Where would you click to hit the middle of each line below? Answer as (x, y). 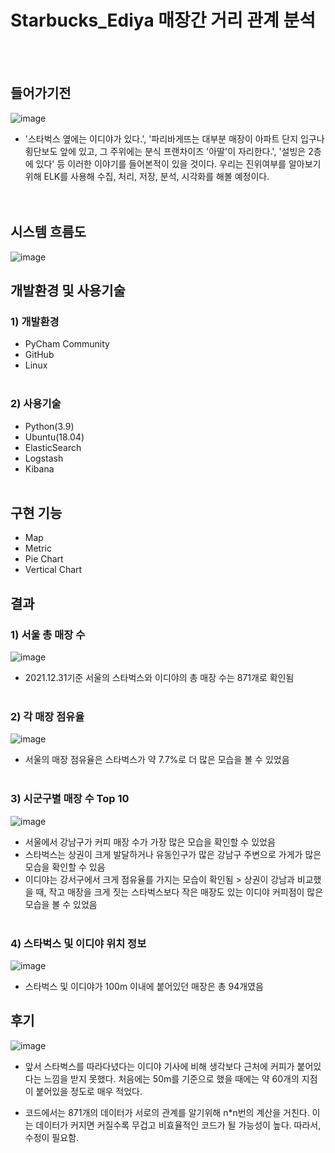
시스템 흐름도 (48, 232)
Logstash (44, 458)
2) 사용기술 (36, 404)
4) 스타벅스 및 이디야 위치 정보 (78, 943)
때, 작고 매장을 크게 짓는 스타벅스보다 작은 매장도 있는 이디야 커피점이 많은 (179, 892)
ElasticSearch (53, 447)
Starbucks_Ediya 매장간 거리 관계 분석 (163, 20)
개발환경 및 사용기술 (68, 290)
